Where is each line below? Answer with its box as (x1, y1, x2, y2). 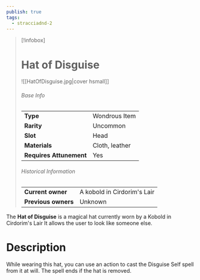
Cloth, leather (92, 141, 131, 149)
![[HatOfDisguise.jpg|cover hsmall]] (20, 78, 110, 85)
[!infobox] (20, 37, 46, 44)
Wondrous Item (92, 111, 136, 120)
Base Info (20, 91, 45, 99)
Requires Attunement (23, 151, 87, 159)
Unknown (79, 197, 107, 206)
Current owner (23, 187, 67, 196)
